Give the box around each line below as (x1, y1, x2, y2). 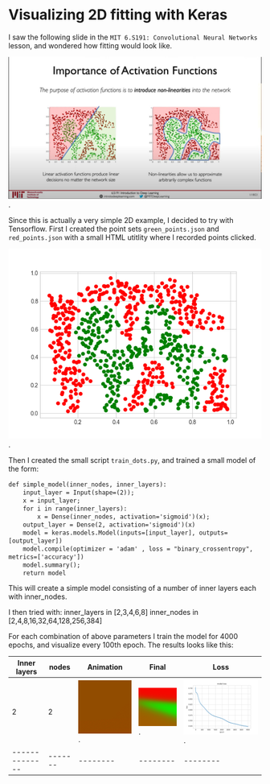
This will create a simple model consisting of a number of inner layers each (8, 584, 257, 593)
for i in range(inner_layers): (22, 505, 128, 513)
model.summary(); (22, 561, 81, 569)
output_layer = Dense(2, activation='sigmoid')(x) (22, 521, 196, 529)
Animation (87, 662, 123, 672)
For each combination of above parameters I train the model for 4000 (8, 632, 239, 642)
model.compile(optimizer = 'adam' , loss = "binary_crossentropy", (22, 545, 253, 553)
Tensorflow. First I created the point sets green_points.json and (8, 224, 219, 234)
